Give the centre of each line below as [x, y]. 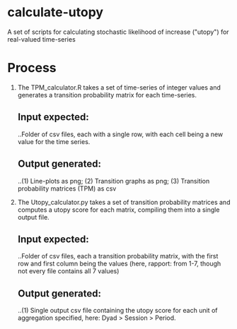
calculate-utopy [56, 12]
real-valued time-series [41, 39]
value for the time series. [54, 141]
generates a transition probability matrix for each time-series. [107, 95]
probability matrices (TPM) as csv [67, 189]
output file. [33, 217]
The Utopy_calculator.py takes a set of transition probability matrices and [124, 202]
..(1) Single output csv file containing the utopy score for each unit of [117, 311]
